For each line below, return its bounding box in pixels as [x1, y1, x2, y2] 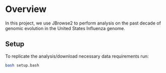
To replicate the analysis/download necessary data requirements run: [5, 53, 149, 59]
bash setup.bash [5, 62, 39, 68]
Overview [5, 3, 47, 15]
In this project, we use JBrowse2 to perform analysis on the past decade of [5, 20, 161, 26]
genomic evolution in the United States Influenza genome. [5, 25, 126, 31]
